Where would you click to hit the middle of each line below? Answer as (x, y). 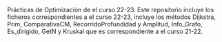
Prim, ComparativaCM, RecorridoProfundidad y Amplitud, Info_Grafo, (105, 24)
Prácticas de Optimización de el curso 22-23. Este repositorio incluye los (111, 10)
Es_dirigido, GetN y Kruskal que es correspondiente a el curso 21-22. (105, 31)
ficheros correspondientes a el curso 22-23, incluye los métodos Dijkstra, (111, 17)
